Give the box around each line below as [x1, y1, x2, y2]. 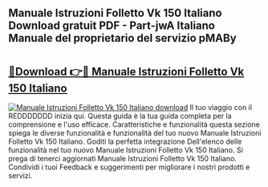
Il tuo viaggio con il [189, 103, 253, 112]
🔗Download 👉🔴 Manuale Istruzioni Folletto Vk [8, 64, 245, 79]
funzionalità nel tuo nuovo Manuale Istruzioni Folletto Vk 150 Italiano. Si [8, 145, 243, 155]
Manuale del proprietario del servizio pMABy [8, 31, 237, 45]
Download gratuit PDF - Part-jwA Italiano [8, 19, 215, 33]
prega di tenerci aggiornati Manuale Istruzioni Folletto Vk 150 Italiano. [8, 154, 237, 163]
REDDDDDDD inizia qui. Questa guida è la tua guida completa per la [8, 112, 232, 120]
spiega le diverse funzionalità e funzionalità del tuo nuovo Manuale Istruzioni [8, 128, 262, 137]
